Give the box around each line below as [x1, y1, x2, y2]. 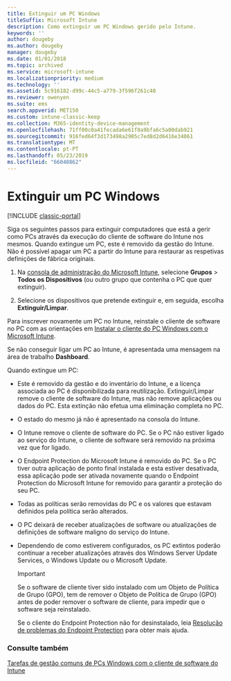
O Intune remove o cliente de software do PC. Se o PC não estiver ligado [17, 428, 225, 437]
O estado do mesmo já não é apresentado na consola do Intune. [17, 414, 201, 423]
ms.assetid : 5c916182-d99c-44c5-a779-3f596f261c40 [7, 87, 156, 94]
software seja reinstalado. [17, 605, 91, 613]
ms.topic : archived [7, 62, 64, 69]
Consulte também [7, 643, 69, 653]
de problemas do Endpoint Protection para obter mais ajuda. [17, 625, 190, 634]
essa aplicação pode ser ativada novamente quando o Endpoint [17, 471, 199, 480]
